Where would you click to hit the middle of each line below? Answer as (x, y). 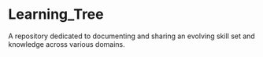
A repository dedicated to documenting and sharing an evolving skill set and (132, 36)
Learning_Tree (56, 14)
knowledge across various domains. (67, 44)
